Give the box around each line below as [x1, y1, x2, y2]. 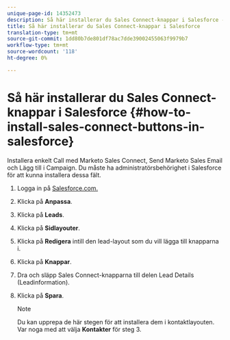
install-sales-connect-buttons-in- [7, 119, 205, 134]
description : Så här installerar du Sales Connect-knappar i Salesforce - [7, 16, 225, 23]
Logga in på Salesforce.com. [16, 184, 99, 192]
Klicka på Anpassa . [16, 197, 73, 205]
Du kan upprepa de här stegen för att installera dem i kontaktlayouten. [16, 317, 215, 326]
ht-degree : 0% [7, 55, 48, 62]
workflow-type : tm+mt [7, 42, 69, 49]
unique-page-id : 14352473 [7, 10, 81, 17]
